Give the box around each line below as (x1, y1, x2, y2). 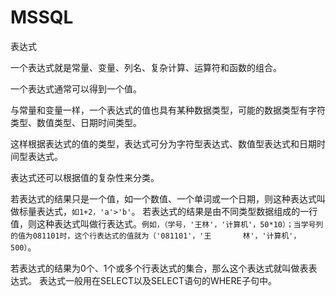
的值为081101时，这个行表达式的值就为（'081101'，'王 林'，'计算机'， (10, 231, 302, 241)
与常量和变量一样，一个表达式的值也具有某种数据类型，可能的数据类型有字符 (10, 104, 326, 116)
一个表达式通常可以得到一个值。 (10, 82, 142, 95)
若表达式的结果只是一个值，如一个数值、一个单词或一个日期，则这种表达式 (10, 192, 317, 205)
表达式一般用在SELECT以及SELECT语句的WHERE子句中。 (38, 274, 277, 286)
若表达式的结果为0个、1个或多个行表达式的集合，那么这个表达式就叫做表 (10, 262, 309, 274)
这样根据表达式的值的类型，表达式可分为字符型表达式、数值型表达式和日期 (10, 137, 317, 150)
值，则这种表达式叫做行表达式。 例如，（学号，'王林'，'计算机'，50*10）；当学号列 (10, 217, 324, 230)
